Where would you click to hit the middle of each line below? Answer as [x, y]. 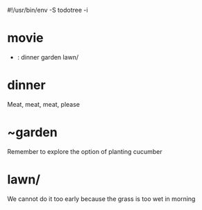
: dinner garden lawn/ [48, 57]
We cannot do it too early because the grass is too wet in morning [101, 199]
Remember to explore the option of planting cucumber [85, 151]
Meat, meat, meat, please [43, 104]
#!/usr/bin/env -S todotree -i [48, 10]
